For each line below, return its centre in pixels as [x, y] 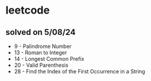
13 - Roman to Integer [41, 53]
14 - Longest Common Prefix [49, 59]
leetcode [28, 10]
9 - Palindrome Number [43, 46]
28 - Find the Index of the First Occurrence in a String [80, 71]
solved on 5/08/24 [41, 32]
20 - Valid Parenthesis [41, 65]
